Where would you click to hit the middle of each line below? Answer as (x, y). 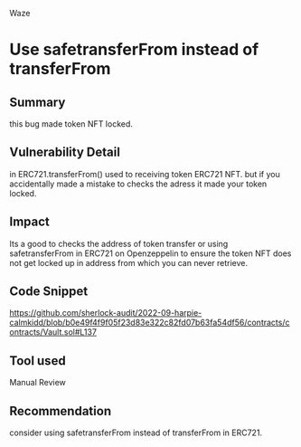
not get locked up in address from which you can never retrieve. (129, 262)
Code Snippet (49, 292)
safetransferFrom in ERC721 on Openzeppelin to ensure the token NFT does (150, 253)
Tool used (38, 361)
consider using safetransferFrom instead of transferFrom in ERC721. (136, 433)
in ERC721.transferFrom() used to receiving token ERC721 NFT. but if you (145, 174)
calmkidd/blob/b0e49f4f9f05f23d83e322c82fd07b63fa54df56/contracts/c (150, 323)
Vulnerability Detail (65, 152)
